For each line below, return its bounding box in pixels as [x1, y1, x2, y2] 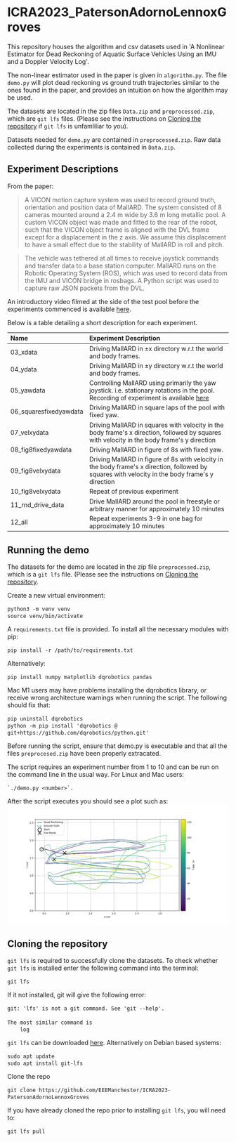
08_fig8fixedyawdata [10, 445, 72, 454]
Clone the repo [7, 1072, 51, 1081]
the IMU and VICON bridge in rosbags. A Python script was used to [24, 276, 219, 284]
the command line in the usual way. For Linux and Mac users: [7, 770, 185, 779]
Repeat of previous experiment [88, 487, 179, 496]
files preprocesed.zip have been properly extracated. [7, 749, 162, 758]
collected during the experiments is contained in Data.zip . [7, 143, 176, 151]
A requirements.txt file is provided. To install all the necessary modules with [7, 625, 229, 634]
